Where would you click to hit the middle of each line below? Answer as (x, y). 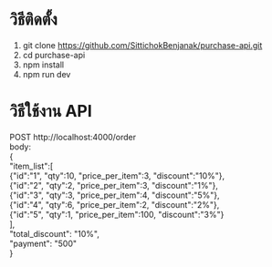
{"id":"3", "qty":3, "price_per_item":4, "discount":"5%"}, (115, 195)
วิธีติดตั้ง (33, 20)
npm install (43, 65)
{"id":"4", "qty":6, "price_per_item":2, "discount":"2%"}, (115, 204)
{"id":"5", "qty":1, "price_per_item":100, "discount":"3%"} (117, 214)
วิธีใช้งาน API (51, 112)
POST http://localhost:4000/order (73, 137)
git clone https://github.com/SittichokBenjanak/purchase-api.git (142, 45)
